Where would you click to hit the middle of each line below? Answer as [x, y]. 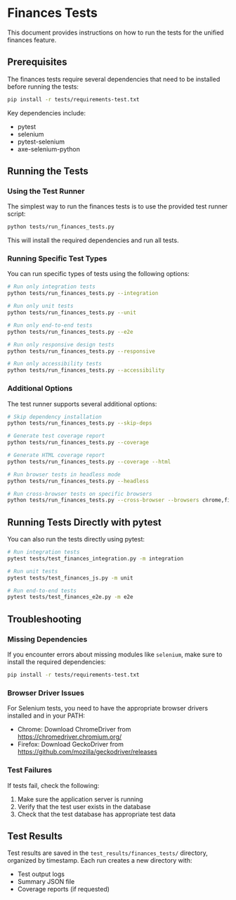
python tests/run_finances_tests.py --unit [72, 313]
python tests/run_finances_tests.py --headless [78, 481]
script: [17, 214]
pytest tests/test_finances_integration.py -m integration [96, 558]
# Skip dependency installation [54, 417]
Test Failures [30, 770]
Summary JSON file [46, 882]
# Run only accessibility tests [54, 364]
